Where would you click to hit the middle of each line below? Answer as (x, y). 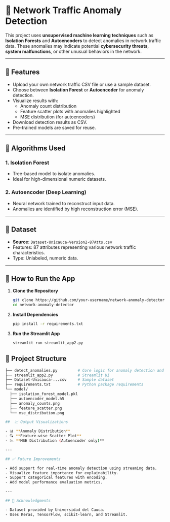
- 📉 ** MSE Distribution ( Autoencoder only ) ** (55, 441)
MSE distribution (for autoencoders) (57, 117)
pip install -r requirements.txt (48, 324)
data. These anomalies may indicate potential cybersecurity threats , (77, 46)
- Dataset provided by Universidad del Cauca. (55, 510)
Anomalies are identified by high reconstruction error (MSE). (75, 209)
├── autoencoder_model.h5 (37, 399)
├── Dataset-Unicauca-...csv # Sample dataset (60, 380)
